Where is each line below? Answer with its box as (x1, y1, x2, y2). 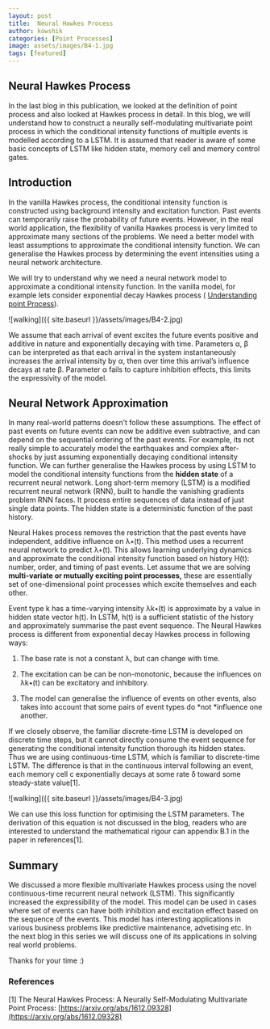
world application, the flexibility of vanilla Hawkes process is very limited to (8, 223, 258, 233)
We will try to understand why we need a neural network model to (8, 272, 227, 283)
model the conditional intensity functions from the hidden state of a (8, 470, 234, 479)
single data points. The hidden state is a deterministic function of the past (8, 504, 253, 513)
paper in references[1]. (8, 835, 85, 845)
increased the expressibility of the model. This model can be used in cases (8, 897, 257, 907)
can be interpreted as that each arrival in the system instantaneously (8, 347, 236, 356)
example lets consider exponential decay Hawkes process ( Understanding (8, 290, 258, 300)
